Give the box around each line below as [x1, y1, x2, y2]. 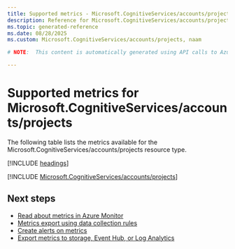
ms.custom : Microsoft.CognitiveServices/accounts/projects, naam [7, 36, 201, 43]
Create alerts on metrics [17, 226, 87, 234]
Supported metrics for [7, 85, 139, 101]
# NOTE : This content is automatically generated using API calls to [7, 49, 218, 56]
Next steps [7, 193, 56, 205]
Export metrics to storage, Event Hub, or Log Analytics [17, 234, 175, 242]
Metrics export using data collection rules [17, 218, 138, 227]
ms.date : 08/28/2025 [7, 29, 68, 37]
